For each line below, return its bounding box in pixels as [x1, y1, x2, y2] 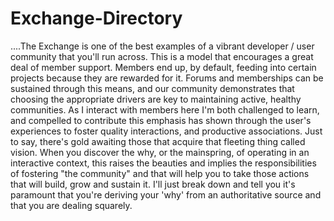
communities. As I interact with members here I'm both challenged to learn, [10, 103, 320, 116]
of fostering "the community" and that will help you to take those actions [10, 167, 310, 179]
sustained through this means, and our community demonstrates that [10, 82, 295, 94]
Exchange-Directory [10, 7, 183, 30]
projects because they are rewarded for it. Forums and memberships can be [10, 72, 324, 84]
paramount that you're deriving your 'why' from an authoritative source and [10, 188, 322, 201]
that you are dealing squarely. [10, 199, 133, 211]
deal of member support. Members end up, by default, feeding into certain [10, 61, 317, 73]
